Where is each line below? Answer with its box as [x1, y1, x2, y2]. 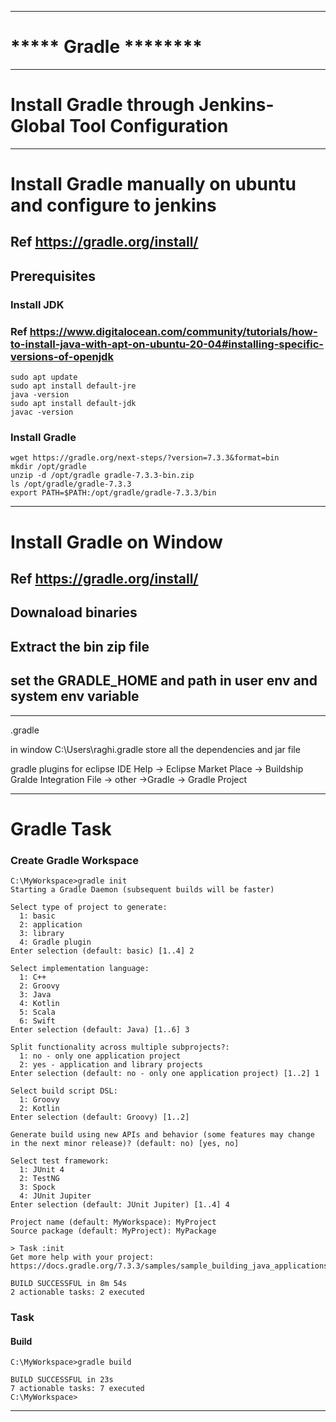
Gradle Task [10, 817, 112, 840]
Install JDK [10, 297, 65, 311]
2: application [19, 920, 83, 930]
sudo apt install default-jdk [10, 399, 137, 409]
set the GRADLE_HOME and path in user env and [10, 672, 318, 690]
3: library [19, 929, 65, 939]
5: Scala [19, 1007, 56, 1018]
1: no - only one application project [19, 1051, 182, 1061]
